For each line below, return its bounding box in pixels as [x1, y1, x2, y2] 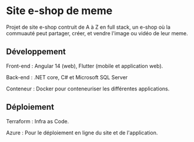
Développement [6, 47, 66, 57]
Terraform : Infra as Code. [6, 117, 69, 124]
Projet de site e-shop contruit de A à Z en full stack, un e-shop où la [6, 23, 170, 31]
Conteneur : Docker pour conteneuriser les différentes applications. [6, 85, 170, 92]
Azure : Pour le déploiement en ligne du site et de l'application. [6, 129, 158, 136]
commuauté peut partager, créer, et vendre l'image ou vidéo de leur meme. [6, 29, 188, 36]
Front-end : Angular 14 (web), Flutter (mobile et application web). [6, 62, 163, 69]
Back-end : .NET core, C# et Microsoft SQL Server [6, 73, 128, 80]
